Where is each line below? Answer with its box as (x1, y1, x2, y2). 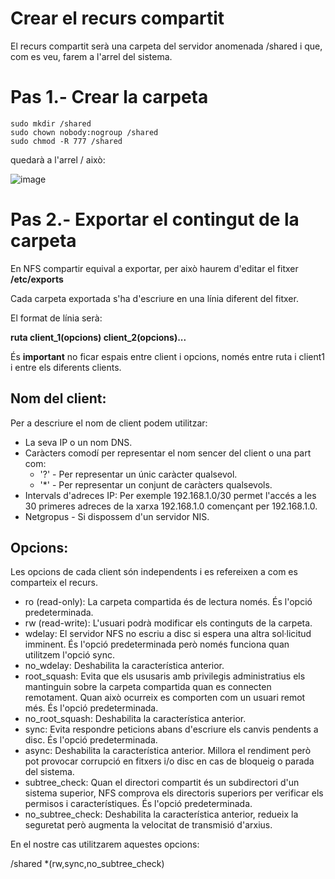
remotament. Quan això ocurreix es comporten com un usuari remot (24, 692, 306, 704)
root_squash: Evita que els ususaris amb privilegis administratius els (24, 670, 306, 682)
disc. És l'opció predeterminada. (24, 734, 158, 746)
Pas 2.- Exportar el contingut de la (10, 208, 300, 231)
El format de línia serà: (10, 312, 103, 324)
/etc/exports (10, 273, 64, 285)
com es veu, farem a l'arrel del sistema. (10, 50, 173, 62)
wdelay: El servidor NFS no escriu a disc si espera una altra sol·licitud (24, 628, 312, 640)
